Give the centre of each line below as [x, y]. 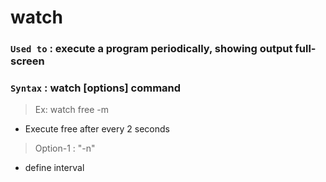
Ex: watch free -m [71, 110]
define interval [54, 168]
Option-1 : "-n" [65, 148]
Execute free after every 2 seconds [97, 129]
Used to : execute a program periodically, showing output [151, 49]
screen [27, 61]
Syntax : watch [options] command [96, 88]
